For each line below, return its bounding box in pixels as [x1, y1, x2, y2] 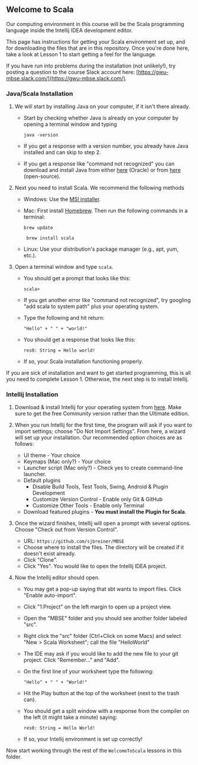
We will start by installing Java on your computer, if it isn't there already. [14, 103, 190, 110]
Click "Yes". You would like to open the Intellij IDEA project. [23, 563, 167, 570]
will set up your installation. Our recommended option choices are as [14, 434, 182, 441]
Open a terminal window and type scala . [14, 263, 113, 271]
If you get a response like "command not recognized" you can [23, 160, 175, 167]
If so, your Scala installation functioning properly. [23, 358, 144, 365]
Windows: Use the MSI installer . [23, 196, 101, 203]
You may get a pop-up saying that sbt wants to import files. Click [23, 585, 181, 593]
